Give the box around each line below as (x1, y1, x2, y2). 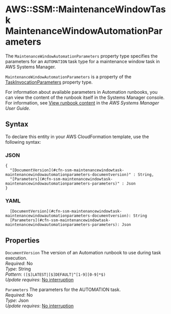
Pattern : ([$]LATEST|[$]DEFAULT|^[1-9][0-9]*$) (5, 271, 106, 277)
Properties (5, 236, 40, 245)
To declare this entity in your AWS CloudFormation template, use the (5, 134, 149, 140)
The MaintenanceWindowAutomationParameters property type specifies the (5, 53, 158, 59)
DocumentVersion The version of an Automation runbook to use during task (5, 250, 161, 256)
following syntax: (5, 139, 41, 145)
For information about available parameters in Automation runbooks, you (5, 89, 158, 95)
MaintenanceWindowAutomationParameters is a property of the (5, 73, 132, 80)
